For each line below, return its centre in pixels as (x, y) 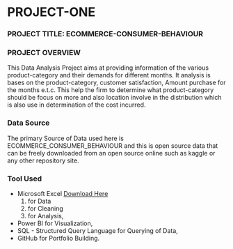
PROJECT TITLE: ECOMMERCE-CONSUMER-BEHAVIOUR (105, 34)
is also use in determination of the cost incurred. (77, 105)
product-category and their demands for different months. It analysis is (109, 75)
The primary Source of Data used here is (65, 138)
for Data (39, 201)
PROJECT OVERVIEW (44, 53)
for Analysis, (46, 216)
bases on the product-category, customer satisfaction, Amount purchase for (116, 83)
